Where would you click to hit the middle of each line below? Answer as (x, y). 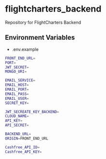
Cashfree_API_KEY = (23, 152)
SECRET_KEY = (17, 103)
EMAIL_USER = (17, 98)
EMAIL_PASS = (17, 94)
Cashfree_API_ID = (22, 147)
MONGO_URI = (16, 72)
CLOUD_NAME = (17, 116)
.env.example (25, 49)
